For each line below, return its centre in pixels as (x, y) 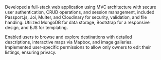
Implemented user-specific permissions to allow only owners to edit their (78, 47)
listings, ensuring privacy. (31, 52)
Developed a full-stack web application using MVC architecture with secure (81, 7)
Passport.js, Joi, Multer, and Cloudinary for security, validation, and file (76, 17)
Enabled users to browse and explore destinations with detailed (69, 37)
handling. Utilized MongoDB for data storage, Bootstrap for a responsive (77, 22)
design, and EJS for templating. (36, 28)
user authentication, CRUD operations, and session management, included (80, 12)
